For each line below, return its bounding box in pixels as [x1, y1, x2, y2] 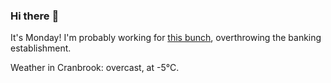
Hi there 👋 [10, 9, 60, 23]
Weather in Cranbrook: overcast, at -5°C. [10, 62, 180, 74]
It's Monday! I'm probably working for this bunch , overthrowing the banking [10, 32, 322, 44]
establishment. [10, 42, 72, 54]
